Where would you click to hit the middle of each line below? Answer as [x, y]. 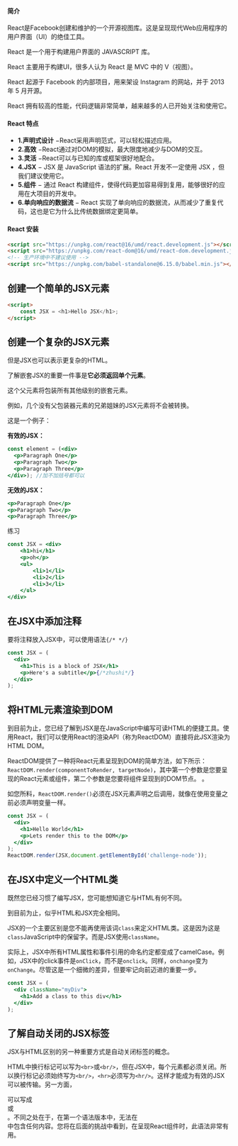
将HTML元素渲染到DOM [60, 710]
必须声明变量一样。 [41, 803]
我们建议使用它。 [42, 176]
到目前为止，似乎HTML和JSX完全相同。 [66, 913]
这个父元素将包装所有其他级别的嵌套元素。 [69, 391]
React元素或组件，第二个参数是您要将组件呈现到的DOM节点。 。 [114, 779]
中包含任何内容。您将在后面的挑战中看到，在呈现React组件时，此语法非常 [115, 1126]
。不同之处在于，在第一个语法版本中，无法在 [73, 1118]
